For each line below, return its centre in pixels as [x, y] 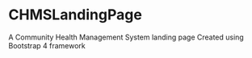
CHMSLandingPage [76, 15]
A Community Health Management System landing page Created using [126, 37]
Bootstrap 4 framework [47, 45]
